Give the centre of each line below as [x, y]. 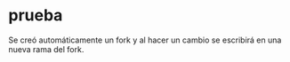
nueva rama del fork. [46, 49]
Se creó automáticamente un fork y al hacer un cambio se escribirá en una [145, 40]
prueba [36, 15]
